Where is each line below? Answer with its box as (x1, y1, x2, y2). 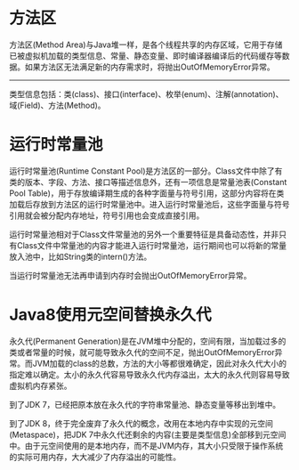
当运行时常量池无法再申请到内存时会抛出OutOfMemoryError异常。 (9, 270, 252, 280)
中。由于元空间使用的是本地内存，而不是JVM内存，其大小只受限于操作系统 (9, 440, 284, 450)
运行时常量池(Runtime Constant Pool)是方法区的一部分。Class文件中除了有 (9, 166, 283, 176)
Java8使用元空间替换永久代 (9, 304, 212, 325)
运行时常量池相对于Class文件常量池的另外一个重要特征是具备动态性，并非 (9, 229, 279, 239)
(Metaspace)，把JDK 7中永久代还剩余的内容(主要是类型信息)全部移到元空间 (9, 429, 287, 440)
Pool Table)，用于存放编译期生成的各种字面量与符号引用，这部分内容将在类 (9, 188, 285, 199)
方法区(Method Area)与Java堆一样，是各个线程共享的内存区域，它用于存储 (9, 39, 283, 50)
